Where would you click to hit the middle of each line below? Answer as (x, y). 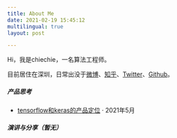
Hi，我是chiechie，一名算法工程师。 (59, 60)
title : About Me (31, 14)
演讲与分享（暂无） (35, 127)
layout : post (26, 33)
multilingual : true (35, 26)
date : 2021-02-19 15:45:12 (46, 20)
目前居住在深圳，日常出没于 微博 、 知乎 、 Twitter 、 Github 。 (91, 74)
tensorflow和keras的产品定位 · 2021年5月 (76, 110)
